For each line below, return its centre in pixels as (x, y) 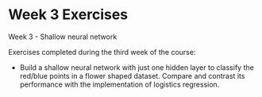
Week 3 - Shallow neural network (63, 37)
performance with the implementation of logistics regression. (119, 84)
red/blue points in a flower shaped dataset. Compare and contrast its (132, 76)
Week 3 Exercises (68, 15)
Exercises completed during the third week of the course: (102, 52)
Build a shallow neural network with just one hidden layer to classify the (137, 67)
